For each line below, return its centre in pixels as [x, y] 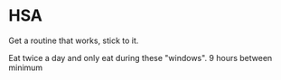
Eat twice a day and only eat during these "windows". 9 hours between [140, 58]
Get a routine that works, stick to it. [74, 40]
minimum [26, 67]
